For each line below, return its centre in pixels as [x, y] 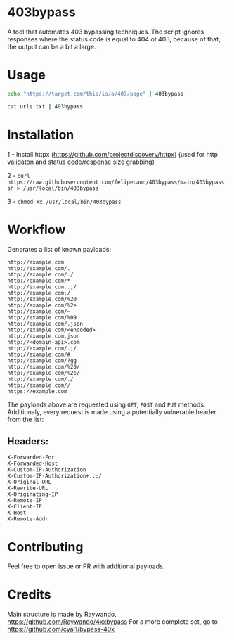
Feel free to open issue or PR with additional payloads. [86, 566]
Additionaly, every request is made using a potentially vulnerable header [112, 411]
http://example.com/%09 [42, 317]
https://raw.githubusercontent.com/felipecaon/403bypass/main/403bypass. [118, 182]
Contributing [45, 547]
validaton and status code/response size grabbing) [81, 162]
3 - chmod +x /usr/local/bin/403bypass [64, 201]
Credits [29, 595]
